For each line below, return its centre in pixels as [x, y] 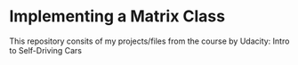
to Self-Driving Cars [46, 50]
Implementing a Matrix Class [117, 16]
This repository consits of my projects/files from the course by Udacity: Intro [149, 41]
